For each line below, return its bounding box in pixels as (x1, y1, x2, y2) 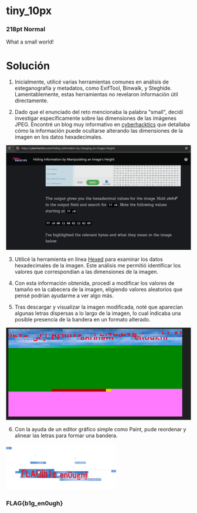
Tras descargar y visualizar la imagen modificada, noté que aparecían (14, 304, 184, 311)
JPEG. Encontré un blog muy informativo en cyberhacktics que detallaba (14, 121, 191, 128)
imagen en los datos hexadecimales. (14, 133, 103, 140)
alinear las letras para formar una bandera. (14, 432, 118, 439)
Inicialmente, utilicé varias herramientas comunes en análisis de (14, 78, 169, 86)
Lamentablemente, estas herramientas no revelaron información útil (14, 91, 178, 98)
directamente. (14, 97, 49, 104)
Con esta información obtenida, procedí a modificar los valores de (14, 280, 175, 287)
